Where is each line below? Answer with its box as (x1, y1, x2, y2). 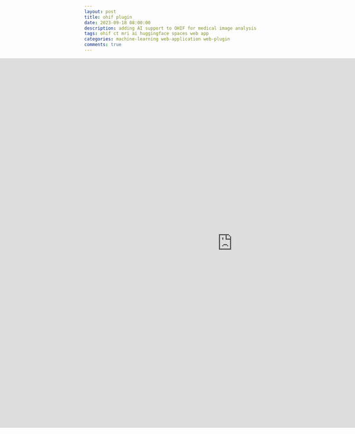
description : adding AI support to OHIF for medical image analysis (84, 25, 257, 31)
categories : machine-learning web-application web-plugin (84, 36, 230, 42)
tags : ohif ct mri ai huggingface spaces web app (84, 31, 209, 37)
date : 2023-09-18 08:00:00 (84, 20, 151, 25)
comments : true (84, 42, 122, 48)
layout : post (84, 8, 117, 15)
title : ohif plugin (84, 14, 133, 20)
